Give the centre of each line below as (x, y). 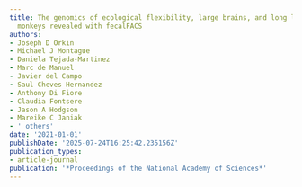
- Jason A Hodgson (44, 110)
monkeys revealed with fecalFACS (80, 26)
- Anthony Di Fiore (46, 93)
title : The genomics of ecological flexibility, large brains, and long (148, 18)
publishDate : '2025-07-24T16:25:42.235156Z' (94, 143)
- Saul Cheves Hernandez (56, 85)
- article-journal (44, 160)
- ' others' (31, 127)
